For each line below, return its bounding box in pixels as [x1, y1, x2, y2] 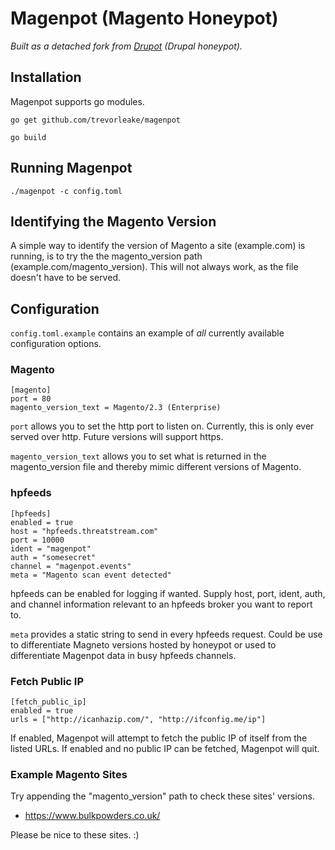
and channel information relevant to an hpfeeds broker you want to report [10, 598, 313, 610]
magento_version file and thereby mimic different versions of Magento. [10, 461, 302, 473]
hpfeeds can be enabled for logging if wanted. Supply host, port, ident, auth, [10, 587, 326, 599]
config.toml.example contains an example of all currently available [10, 327, 285, 339]
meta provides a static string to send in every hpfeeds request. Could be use [10, 628, 323, 640]
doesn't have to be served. [10, 272, 121, 284]
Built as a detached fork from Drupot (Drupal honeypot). [10, 40, 243, 52]
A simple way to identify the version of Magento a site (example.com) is [10, 240, 306, 252]
